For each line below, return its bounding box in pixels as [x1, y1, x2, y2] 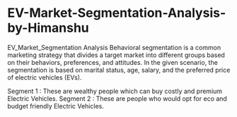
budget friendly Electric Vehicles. [7, 101, 104, 110]
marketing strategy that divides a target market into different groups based [7, 51, 225, 59]
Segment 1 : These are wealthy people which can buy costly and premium [7, 87, 223, 95]
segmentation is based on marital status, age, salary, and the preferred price [7, 66, 231, 74]
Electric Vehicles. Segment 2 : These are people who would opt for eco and [7, 94, 228, 103]
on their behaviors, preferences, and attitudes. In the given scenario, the [7, 58, 218, 66]
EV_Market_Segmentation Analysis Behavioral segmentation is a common [7, 43, 221, 51]
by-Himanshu [7, 20, 90, 36]
